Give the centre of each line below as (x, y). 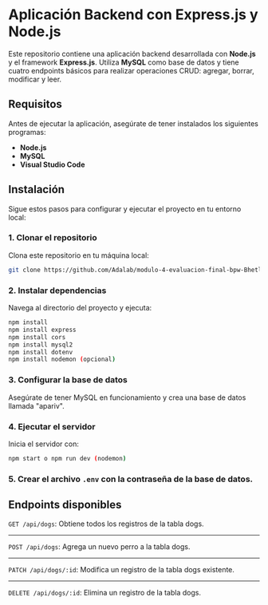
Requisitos (35, 104)
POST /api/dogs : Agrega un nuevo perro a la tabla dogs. (99, 547)
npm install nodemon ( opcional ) (62, 360)
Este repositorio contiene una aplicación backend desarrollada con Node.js (132, 53)
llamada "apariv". (37, 405)
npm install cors (37, 337)
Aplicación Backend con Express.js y (133, 15)
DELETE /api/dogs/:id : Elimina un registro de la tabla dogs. (105, 593)
